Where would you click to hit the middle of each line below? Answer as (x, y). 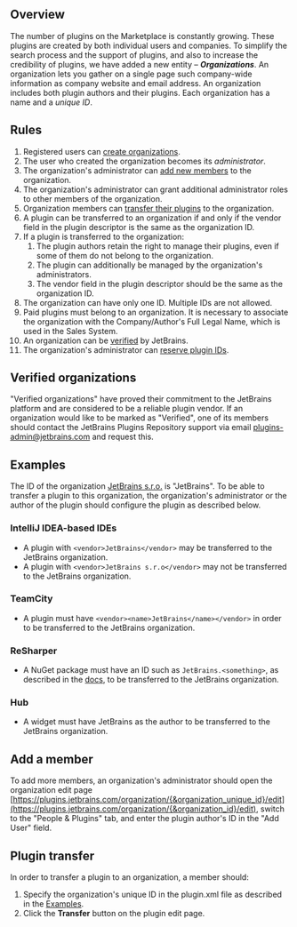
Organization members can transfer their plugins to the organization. (148, 208)
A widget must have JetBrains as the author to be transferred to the (146, 722)
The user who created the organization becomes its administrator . (144, 161)
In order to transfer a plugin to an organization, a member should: (130, 877)
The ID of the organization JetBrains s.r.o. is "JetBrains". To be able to (137, 486)
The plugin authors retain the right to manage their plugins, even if (157, 246)
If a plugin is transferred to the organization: (104, 236)
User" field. (31, 828)
